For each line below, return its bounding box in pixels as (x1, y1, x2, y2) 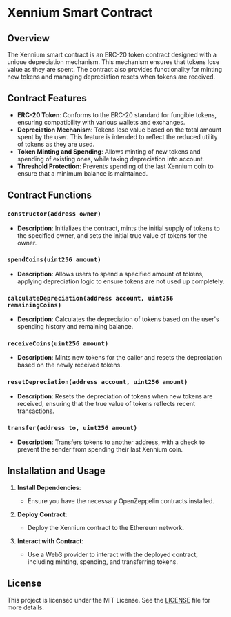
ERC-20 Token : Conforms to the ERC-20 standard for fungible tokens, (17, 110, 217, 119)
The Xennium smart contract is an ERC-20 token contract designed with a (7, 50, 217, 59)
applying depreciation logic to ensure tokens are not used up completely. (17, 277, 225, 285)
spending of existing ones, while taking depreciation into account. (17, 154, 205, 163)
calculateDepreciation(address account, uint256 (7, 294, 174, 302)
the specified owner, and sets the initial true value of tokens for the (17, 231, 208, 239)
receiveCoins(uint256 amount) (7, 340, 109, 347)
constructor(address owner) (7, 210, 101, 218)
